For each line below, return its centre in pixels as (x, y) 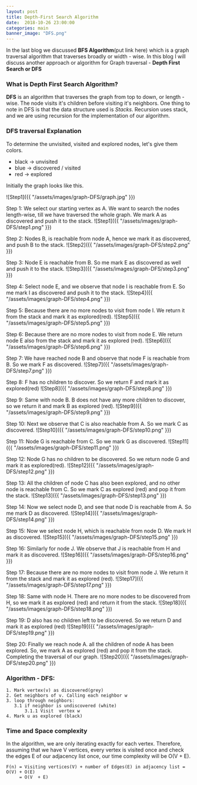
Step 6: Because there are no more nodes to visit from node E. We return (94, 334)
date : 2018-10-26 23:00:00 (41, 22)
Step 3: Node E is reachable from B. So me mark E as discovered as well (94, 262)
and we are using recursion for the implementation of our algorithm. (88, 116)
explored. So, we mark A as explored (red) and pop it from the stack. (89, 650)
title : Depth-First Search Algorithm (52, 17)
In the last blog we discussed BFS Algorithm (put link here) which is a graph (98, 50)
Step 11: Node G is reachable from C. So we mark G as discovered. (87, 441)
